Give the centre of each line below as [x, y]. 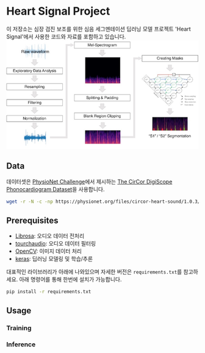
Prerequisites [32, 220]
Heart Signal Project [58, 11]
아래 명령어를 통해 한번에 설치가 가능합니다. [70, 280]
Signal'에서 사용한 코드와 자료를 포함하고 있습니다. [66, 36]
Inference [21, 344]
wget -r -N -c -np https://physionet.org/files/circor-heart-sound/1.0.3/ [103, 202]
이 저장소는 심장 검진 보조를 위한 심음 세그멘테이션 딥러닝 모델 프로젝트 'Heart [99, 29]
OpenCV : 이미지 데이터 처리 [49, 251]
